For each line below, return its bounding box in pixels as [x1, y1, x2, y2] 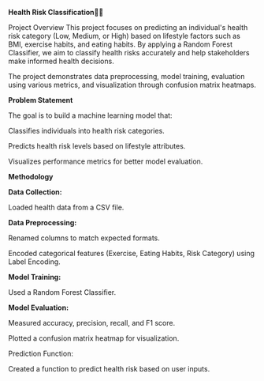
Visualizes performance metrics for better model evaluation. [8, 157, 203, 166]
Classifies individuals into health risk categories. [8, 126, 165, 135]
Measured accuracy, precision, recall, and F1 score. [8, 319, 176, 327]
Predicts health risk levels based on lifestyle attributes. [8, 141, 186, 150]
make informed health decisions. [8, 56, 114, 66]
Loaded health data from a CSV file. [8, 202, 125, 212]
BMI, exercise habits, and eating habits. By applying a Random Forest [8, 40, 232, 49]
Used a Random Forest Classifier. [8, 288, 117, 296]
